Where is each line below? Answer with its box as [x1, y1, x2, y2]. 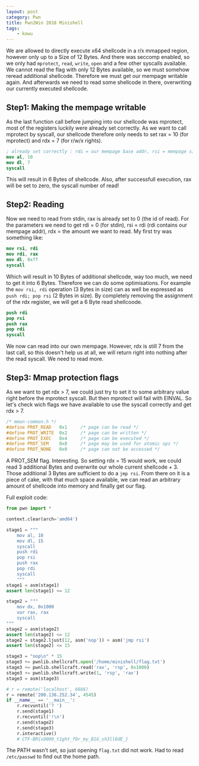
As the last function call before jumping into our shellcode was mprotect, [6, 118, 184, 125]
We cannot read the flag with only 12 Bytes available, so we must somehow [6, 66, 190, 73]
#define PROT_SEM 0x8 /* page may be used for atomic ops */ [6, 441, 179, 447]
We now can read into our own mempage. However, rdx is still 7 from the [6, 343, 184, 350]
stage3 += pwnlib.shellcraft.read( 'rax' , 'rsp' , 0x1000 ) [6, 664, 150, 671]
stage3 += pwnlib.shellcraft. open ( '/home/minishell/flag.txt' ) [6, 659, 166, 665]
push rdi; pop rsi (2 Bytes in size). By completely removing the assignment [6, 292, 193, 299]
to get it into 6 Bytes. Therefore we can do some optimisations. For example [6, 279, 191, 286]
